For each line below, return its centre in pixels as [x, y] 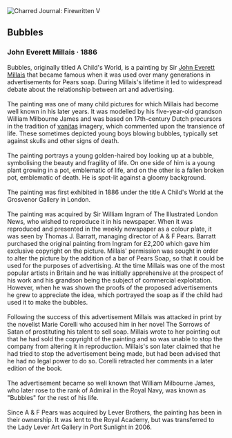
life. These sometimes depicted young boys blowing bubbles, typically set [113, 133]
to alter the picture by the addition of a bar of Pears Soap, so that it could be [116, 258]
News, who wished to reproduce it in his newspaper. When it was [100, 221]
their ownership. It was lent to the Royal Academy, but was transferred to [111, 419]
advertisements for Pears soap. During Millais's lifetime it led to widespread [115, 82]
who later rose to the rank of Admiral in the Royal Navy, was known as [107, 390]
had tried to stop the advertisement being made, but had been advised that [114, 353]
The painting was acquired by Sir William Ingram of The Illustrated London [113, 214]
